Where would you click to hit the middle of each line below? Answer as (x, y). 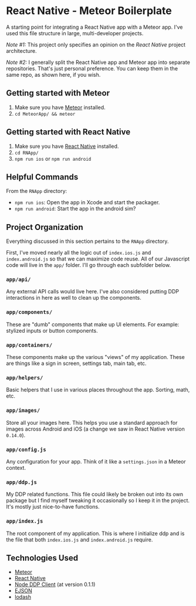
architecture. (21, 50)
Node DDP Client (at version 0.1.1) (55, 584)
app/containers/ (29, 345)
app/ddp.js (21, 482)
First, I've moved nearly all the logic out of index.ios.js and (79, 253)
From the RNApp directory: (37, 191)
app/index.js (25, 521)
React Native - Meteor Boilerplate (89, 11)
